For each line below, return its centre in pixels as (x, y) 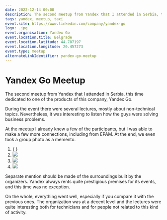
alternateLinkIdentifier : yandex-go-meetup (51, 56)
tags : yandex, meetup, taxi (34, 19)
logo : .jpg (16, 28)
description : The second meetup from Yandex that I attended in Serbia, (82, 14)
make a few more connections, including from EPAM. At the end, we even (80, 134)
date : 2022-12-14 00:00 (30, 10)
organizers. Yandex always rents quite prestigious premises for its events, (81, 182)
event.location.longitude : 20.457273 (44, 47)
